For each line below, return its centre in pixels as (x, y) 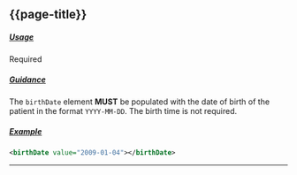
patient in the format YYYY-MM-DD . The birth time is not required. (123, 111)
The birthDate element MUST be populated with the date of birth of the (140, 102)
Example (26, 131)
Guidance (27, 80)
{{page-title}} (48, 15)
